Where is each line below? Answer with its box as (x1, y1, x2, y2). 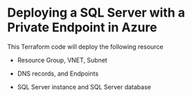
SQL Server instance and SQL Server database (17, 82, 151, 91)
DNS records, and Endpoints (17, 69, 99, 78)
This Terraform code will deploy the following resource (7, 42, 164, 51)
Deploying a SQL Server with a (7, 5, 186, 21)
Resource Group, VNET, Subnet (17, 55, 107, 64)
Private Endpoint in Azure (7, 19, 157, 35)
